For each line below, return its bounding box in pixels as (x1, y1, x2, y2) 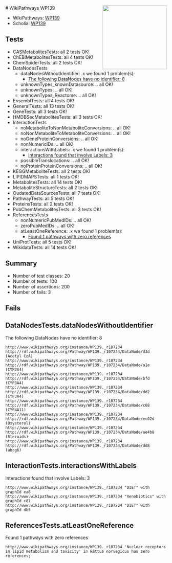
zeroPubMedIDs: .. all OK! (20, 222, 75, 229)
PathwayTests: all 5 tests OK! (12, 195, 74, 201)
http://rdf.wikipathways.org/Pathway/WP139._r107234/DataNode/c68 (5, 402, 150, 408)
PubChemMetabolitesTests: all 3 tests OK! (12, 206, 101, 212)
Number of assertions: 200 (12, 283, 70, 289)
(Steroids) (5, 434, 29, 439)
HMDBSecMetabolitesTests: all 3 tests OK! (12, 114, 102, 120)
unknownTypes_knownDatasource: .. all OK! (20, 81, 114, 87)
